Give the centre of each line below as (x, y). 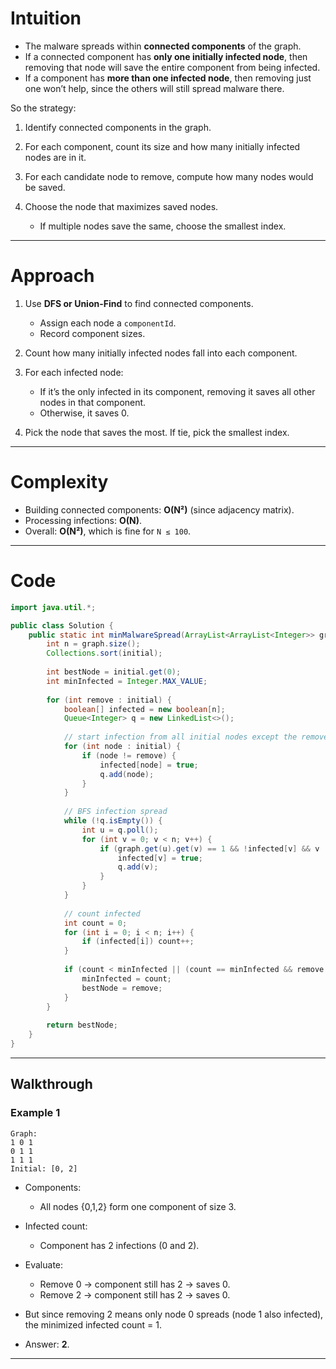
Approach (52, 276)
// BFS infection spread (115, 812)
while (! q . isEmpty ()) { (113, 821)
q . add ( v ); (138, 867)
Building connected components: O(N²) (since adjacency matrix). (159, 509)
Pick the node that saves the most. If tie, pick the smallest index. (157, 432)
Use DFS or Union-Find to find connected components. (139, 303)
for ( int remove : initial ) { (109, 700)
